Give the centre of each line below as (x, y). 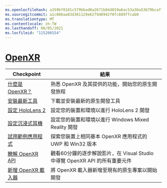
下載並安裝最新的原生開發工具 (85, 101)
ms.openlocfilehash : (27, 10)
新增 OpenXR (23, 170)
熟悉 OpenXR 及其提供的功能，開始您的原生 (101, 84)
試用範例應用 (23, 136)
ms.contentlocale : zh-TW (31, 24)
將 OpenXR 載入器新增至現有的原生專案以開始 (104, 170)
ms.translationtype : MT (30, 19)
